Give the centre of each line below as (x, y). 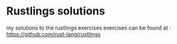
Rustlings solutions (56, 11)
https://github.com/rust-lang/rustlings (54, 34)
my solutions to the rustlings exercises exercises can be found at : (89, 28)
